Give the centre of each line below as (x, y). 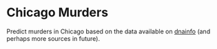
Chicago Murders (57, 13)
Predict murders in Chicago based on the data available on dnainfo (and (108, 31)
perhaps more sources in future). (53, 38)
